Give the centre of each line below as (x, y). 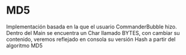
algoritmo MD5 (24, 46)
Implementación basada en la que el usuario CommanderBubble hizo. (92, 27)
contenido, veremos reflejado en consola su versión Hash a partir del (91, 39)
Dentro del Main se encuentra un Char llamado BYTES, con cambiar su (93, 33)
